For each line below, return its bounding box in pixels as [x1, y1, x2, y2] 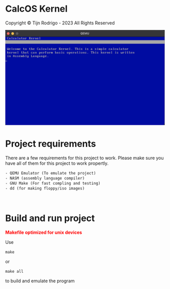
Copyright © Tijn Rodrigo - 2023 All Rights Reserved [5, 20, 115, 26]
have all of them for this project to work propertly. [5, 160, 109, 166]
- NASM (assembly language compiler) [5, 175, 85, 180]
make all [5, 269, 24, 274]
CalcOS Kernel [5, 3, 68, 15]
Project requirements [5, 138, 96, 150]
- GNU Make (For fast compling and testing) [5, 180, 101, 186]
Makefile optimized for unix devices [5, 229, 82, 235]
